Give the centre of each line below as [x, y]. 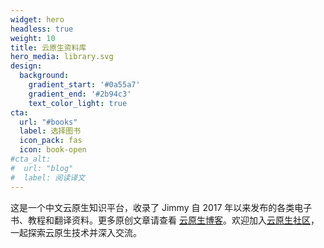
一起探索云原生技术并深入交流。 [76, 232]
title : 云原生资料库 [48, 47]
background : [44, 76]
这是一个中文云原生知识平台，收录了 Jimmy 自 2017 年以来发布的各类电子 [161, 207]
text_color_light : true [78, 103]
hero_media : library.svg [62, 57]
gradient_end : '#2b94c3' [80, 94]
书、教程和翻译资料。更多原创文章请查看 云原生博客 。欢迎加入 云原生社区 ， [165, 220]
